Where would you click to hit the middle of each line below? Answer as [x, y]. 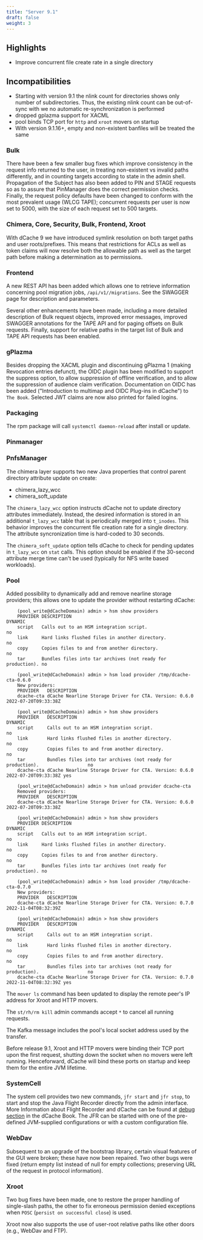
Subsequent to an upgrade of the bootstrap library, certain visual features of [101, 1151]
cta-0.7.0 [19, 887]
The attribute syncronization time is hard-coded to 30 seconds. [85, 534]
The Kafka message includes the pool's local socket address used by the [98, 1030]
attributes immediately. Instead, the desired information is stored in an [93, 514]
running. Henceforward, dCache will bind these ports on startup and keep [98, 1061]
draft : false [23, 18]
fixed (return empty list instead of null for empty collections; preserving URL [101, 1164]
